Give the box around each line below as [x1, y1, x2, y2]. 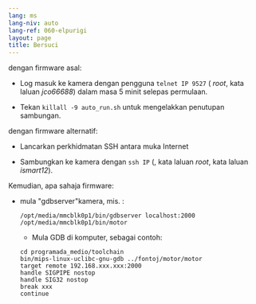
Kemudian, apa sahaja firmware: [8, 181, 114, 191]
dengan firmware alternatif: [8, 127, 98, 136]
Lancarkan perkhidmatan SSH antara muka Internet [19, 142, 189, 151]
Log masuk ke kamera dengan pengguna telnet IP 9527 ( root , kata [19, 79, 245, 88]
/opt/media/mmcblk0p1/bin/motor [19, 219, 128, 227]
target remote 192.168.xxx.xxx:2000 [19, 262, 142, 271]
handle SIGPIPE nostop [19, 269, 96, 277]
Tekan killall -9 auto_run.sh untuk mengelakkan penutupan [19, 103, 225, 112]
